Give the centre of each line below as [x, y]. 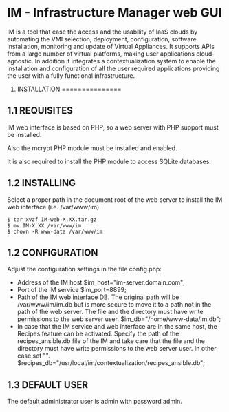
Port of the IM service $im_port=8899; [72, 290]
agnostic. [20, 61]
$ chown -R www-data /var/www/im [55, 231]
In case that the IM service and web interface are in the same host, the [117, 327]
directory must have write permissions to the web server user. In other [117, 349]
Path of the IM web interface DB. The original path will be [98, 297]
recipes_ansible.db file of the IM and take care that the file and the [111, 341]
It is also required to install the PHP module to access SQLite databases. [109, 161]
